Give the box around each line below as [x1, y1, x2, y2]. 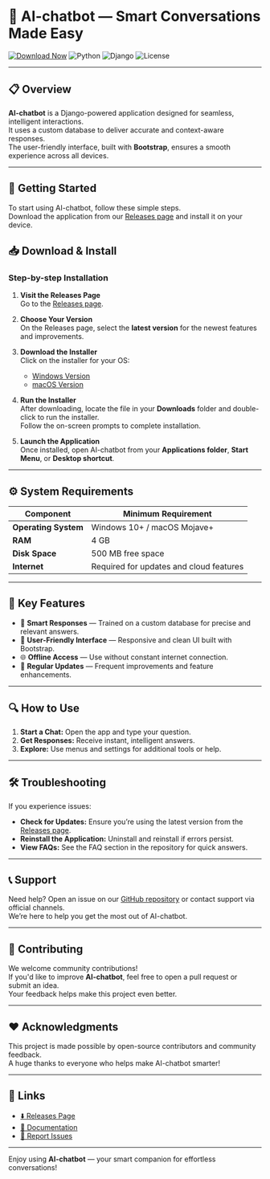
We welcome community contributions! [8, 964, 138, 973]
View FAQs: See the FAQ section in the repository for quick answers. [19, 842, 248, 852]
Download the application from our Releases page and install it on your [8, 211, 243, 221]
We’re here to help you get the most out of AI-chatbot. [8, 912, 187, 921]
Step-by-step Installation [8, 272, 108, 284]
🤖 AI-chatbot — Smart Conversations [8, 7, 261, 26]
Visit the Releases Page [19, 291, 100, 300]
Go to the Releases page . [19, 299, 104, 308]
